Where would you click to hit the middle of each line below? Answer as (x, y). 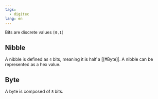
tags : (10, 9)
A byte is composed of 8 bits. (34, 91)
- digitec (19, 14)
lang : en (14, 18)
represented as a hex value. (33, 65)
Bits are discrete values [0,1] (35, 33)
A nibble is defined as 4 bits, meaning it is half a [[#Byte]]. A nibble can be (79, 59)
